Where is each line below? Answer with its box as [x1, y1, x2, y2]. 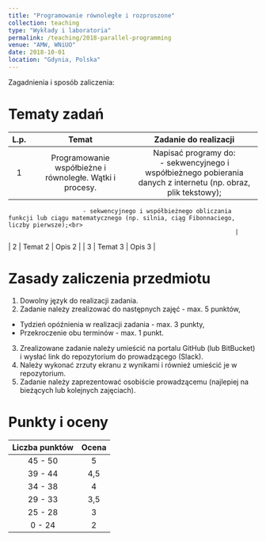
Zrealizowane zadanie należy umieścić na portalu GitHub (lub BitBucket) [19, 343, 256, 352]
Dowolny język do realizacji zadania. [19, 295, 139, 305]
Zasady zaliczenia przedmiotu [8, 270, 211, 288]
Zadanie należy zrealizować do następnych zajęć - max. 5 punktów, [19, 304, 241, 314]
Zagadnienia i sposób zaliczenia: [8, 77, 115, 87]
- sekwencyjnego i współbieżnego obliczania [82, 207, 232, 215]
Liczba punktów [12, 441, 74, 452]
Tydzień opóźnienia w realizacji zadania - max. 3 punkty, [19, 319, 205, 329]
